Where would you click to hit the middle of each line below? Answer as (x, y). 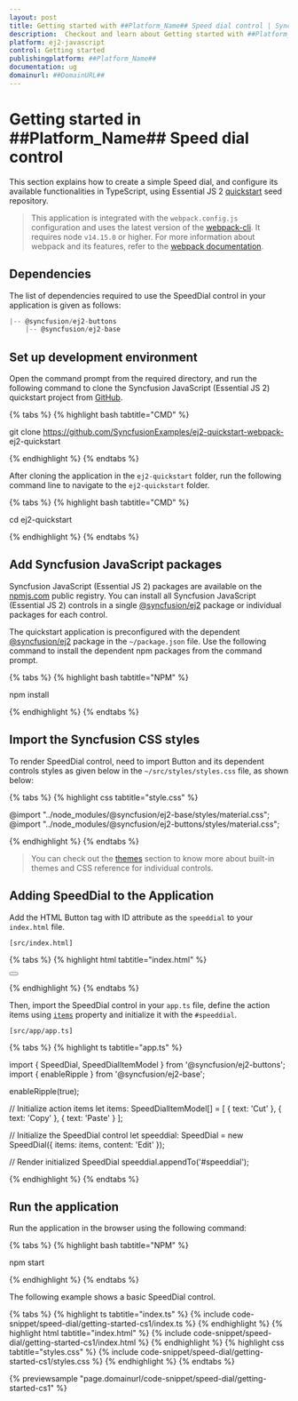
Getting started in (75, 119)
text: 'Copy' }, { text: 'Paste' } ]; (66, 1117)
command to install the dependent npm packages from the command (136, 651)
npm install (29, 694)
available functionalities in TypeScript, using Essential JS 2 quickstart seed (145, 191)
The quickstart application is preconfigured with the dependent (125, 631)
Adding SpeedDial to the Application (112, 896)
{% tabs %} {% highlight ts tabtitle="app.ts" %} (96, 1047)
